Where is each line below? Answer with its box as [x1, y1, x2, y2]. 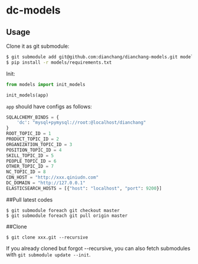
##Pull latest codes [6, 196, 53, 203]
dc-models [6, 4, 61, 17]
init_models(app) [6, 92, 49, 98]
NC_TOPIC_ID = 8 [6, 169, 46, 175]
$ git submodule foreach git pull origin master [6, 213, 128, 219]
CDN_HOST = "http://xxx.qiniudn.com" [6, 174, 99, 180]
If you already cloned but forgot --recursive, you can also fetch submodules [6, 245, 190, 252]
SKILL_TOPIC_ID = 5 [6, 153, 54, 159]
